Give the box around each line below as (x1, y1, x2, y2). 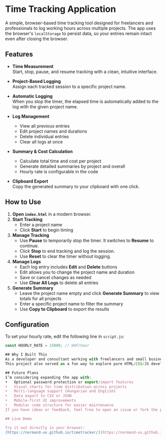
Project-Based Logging (12, 78, 61, 84)
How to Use (5, 198, 41, 207)
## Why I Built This (5, 352, 48, 357)
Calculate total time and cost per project (19, 158, 102, 164)
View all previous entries (19, 123, 70, 129)
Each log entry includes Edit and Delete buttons (19, 264, 118, 270)
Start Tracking (12, 216, 43, 222)
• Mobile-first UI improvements (5, 398, 77, 403)
